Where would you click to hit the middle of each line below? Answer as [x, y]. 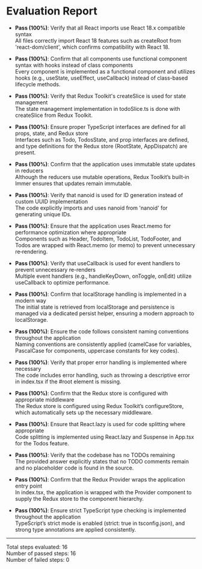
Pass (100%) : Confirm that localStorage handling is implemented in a [101, 294]
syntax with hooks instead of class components [74, 65]
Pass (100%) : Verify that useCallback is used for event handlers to [97, 263]
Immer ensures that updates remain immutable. [73, 183]
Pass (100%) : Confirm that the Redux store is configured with [91, 393]
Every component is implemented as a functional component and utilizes [105, 71]
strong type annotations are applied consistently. [75, 529]
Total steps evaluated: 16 [37, 547]
